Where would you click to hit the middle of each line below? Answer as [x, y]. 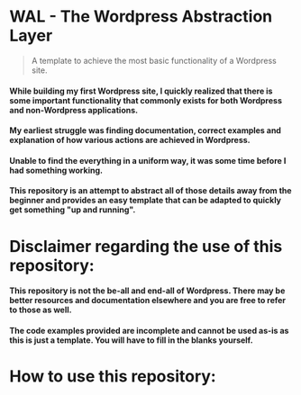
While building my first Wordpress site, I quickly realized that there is [141, 91]
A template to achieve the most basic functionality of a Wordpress [154, 60]
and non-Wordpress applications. [73, 110]
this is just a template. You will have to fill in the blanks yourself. [132, 340]
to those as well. [41, 310]
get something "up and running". [73, 210]
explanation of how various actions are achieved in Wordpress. [130, 140]
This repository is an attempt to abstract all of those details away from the [150, 191]
